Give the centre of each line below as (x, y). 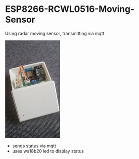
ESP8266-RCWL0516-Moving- (70, 9)
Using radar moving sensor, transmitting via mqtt (55, 33)
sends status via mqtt (34, 146)
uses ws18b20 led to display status (48, 151)
